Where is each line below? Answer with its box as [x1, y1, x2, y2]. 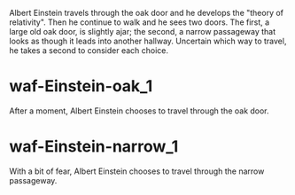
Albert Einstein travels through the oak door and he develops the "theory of [9, 8, 284, 18]
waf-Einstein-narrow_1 [9, 136, 179, 157]
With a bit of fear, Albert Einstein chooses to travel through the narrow [9, 166, 265, 176]
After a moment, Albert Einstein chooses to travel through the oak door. [9, 105, 269, 116]
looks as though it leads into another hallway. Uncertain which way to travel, [9, 35, 287, 46]
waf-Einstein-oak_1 [9, 76, 153, 97]
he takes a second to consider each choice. [9, 45, 169, 56]
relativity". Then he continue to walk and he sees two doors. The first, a [9, 17, 270, 27]
